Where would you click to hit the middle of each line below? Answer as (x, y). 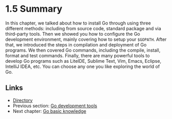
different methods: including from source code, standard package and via (83, 28)
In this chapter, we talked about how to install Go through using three (78, 23)
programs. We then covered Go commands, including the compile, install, (83, 50)
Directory (23, 100)
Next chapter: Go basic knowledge (49, 111)
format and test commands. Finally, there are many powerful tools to (78, 55)
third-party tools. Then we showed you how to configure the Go (73, 34)
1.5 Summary (34, 9)
